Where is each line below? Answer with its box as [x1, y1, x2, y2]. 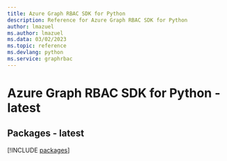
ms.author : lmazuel [7, 29, 64, 37]
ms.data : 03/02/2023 [7, 36, 67, 43]
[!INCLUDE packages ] [7, 146, 70, 154]
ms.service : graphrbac [7, 56, 73, 62]
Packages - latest [7, 128, 85, 139]
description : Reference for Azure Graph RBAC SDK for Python [7, 17, 188, 24]
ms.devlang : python [7, 49, 64, 56]
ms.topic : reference [7, 42, 67, 49]
